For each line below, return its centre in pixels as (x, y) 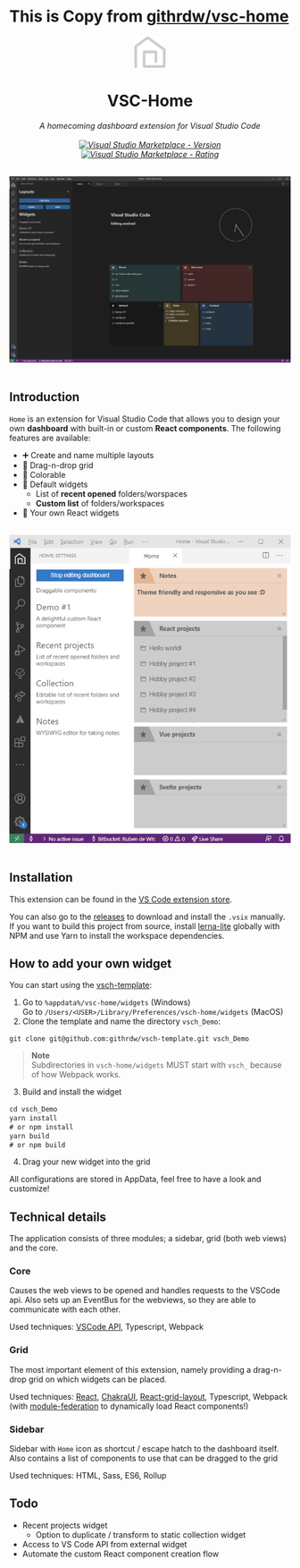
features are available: (50, 438)
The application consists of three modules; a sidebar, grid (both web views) (148, 1239)
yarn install (33, 1119)
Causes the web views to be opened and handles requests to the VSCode (145, 1291)
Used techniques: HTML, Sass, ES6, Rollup (88, 1476)
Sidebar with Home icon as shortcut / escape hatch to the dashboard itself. (144, 1449)
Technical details (58, 1217)
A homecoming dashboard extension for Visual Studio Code (150, 125)
